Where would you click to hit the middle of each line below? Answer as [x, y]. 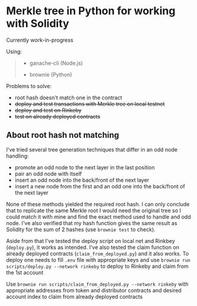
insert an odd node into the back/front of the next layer [82, 180]
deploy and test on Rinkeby [48, 110]
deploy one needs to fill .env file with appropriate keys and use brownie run [99, 260]
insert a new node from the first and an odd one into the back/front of [100, 186]
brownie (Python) [51, 74]
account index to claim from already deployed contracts [74, 296]
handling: [18, 156]
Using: [14, 51]
